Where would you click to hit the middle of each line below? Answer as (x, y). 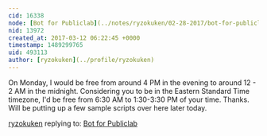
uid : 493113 (28, 52)
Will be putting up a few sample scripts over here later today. (108, 107)
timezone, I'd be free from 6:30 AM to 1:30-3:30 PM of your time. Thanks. (129, 99)
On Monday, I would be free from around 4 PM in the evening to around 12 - (132, 82)
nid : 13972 (26, 30)
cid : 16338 (26, 16)
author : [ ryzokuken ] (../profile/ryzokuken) (81, 60)
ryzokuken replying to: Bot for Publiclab (73, 123)
